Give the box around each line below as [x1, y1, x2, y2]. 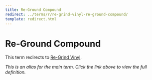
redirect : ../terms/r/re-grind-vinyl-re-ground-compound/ [5, 12, 128, 17]
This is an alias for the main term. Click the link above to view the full [5, 64, 147, 70]
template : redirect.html [5, 16, 57, 21]
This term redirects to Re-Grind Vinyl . [5, 54, 82, 60]
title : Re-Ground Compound [5, 7, 61, 12]
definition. [5, 69, 26, 75]
